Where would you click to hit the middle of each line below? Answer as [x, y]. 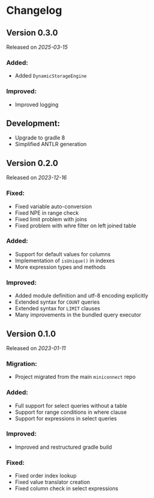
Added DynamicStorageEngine [51, 76]
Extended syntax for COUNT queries [57, 302]
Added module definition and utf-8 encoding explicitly [81, 296]
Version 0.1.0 [31, 334]
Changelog [34, 11]
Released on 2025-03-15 [37, 47]
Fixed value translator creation [52, 482]
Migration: [22, 363]
